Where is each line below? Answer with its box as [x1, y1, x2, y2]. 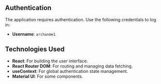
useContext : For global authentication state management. [12, 68, 129, 74]
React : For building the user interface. [12, 58, 88, 64]
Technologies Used [5, 45, 64, 54]
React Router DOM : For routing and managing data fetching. [12, 63, 133, 69]
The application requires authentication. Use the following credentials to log [5, 16, 157, 22]
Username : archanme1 [12, 31, 56, 37]
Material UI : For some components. [12, 73, 83, 79]
